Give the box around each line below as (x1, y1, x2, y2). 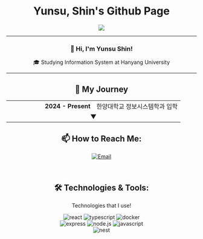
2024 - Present (45, 102, 91, 110)
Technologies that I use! (71, 202, 132, 209)
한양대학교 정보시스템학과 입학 (96, 103, 178, 111)
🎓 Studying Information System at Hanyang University (33, 59, 170, 66)
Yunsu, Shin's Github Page (33, 4, 170, 18)
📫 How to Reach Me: (61, 134, 142, 144)
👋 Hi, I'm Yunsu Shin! (70, 44, 133, 53)
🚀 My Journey (74, 84, 129, 94)
